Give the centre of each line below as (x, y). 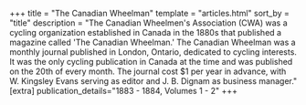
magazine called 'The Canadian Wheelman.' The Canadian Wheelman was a (153, 42)
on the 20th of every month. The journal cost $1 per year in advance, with (148, 71)
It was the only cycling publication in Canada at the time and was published (151, 62)
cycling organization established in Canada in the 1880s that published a (145, 32)
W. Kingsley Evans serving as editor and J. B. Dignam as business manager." (153, 81)
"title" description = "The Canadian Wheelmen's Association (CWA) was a (148, 23)
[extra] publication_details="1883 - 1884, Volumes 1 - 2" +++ (123, 91)
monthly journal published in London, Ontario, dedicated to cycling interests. (153, 52)
